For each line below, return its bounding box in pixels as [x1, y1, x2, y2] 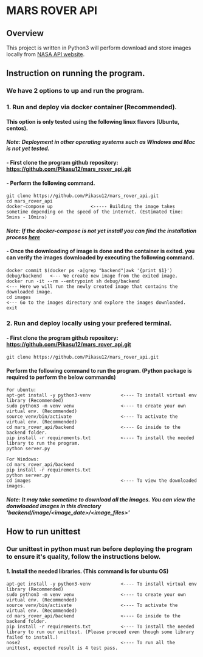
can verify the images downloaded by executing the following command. [6, 254, 194, 261]
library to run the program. [6, 440, 80, 447]
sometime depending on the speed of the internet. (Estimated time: [6, 209, 184, 215]
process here [6, 233, 41, 241]
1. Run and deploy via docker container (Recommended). [6, 103, 177, 112]
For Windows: [6, 456, 40, 462]
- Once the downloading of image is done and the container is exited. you [6, 248, 195, 255]
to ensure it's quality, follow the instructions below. [6, 553, 161, 561]
